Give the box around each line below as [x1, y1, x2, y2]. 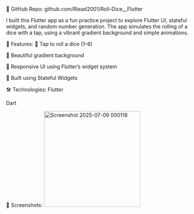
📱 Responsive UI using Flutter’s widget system [6, 63, 117, 70]
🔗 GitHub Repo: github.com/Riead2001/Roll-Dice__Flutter [6, 6, 143, 12]
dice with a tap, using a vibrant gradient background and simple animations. [6, 29, 189, 36]
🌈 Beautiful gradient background [6, 52, 85, 58]
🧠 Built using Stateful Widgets [6, 75, 78, 81]
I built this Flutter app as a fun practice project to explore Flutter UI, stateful [6, 17, 187, 23]
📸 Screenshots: [6, 202, 43, 208]
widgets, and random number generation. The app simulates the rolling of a [6, 23, 188, 30]
